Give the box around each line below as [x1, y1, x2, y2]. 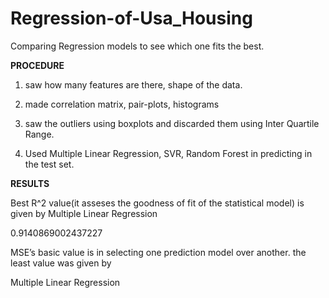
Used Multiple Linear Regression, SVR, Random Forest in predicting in [24, 147, 313, 159]
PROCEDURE [10, 59, 65, 71]
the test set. [24, 158, 75, 170]
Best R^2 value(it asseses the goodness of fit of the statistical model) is [10, 197, 305, 209]
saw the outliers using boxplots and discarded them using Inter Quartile [24, 117, 320, 129]
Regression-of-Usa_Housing [10, 7, 253, 30]
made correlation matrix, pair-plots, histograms [24, 98, 220, 110]
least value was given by [10, 257, 112, 269]
